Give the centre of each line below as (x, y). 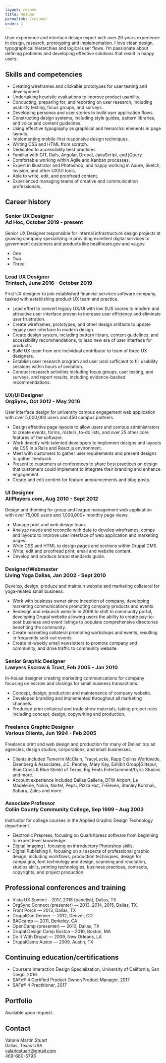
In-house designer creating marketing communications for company (75, 678)
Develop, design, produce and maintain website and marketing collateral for (83, 586)
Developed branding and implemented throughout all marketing (77, 698)
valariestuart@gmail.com (30, 1051)
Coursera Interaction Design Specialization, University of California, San (86, 969)
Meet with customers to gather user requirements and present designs (84, 453)
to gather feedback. (32, 459)
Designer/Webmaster (32, 569)
